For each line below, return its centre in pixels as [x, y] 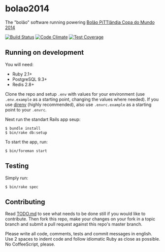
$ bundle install [23, 128]
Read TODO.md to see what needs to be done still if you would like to [75, 214]
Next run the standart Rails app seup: [43, 119]
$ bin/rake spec [22, 187]
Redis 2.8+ [23, 84]
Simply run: [17, 178]
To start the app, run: [26, 142]
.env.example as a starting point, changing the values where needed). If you [82, 99]
